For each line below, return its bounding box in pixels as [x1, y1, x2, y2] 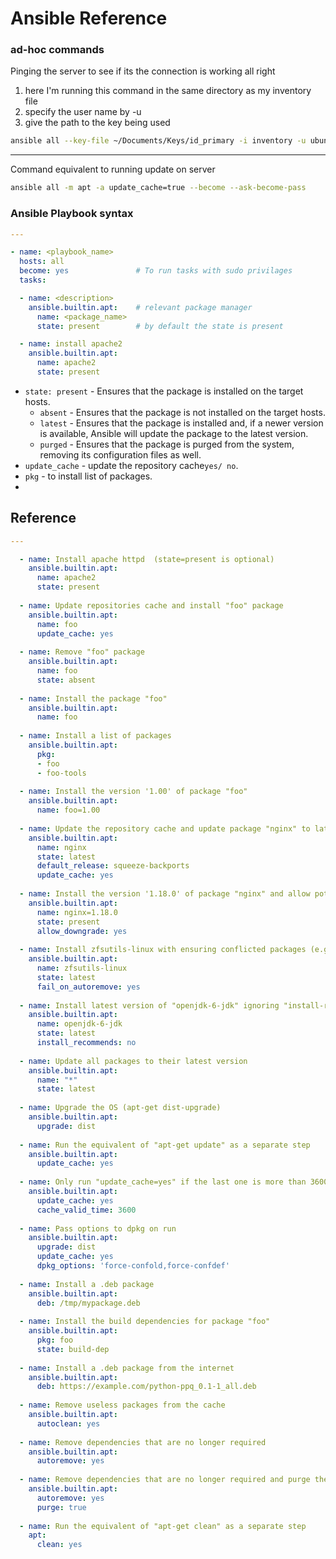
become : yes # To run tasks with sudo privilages [19, 266, 293, 276]
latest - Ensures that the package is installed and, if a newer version [39, 417, 324, 429]
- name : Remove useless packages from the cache [19, 1400, 226, 1411]
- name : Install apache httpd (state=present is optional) [19, 554, 275, 564]
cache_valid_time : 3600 [36, 1205, 137, 1215]
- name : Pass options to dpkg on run [19, 1223, 177, 1234]
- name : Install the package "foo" [19, 693, 168, 704]
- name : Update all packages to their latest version [19, 1056, 248, 1066]
